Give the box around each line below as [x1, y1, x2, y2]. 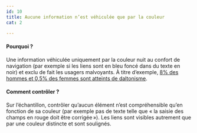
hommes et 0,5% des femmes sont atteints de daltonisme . [6, 75, 147, 82]
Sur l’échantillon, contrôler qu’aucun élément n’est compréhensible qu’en [6, 101, 183, 108]
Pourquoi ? [6, 42, 34, 50]
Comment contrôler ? [6, 88, 60, 95]
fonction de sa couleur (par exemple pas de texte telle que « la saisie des [6, 107, 184, 115]
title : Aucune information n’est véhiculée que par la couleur [6, 14, 165, 20]
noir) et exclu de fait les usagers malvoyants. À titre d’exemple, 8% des [6, 68, 179, 75]
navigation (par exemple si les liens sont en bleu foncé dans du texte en [6, 62, 180, 69]
